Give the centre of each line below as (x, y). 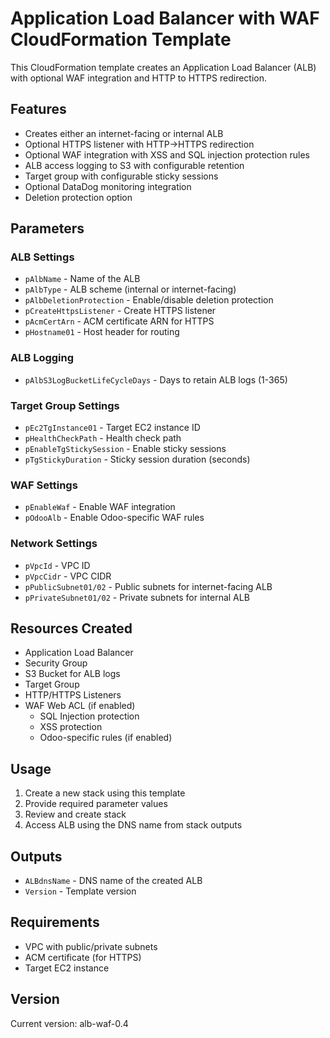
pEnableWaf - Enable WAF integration (100, 507)
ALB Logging (42, 358)
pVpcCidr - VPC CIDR (68, 576)
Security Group (56, 663)
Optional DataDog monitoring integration (108, 186)
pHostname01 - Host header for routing (102, 332)
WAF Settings (44, 485)
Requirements (55, 922)
